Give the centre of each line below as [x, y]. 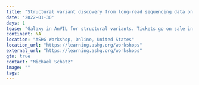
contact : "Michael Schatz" [40, 62]
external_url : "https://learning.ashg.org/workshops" [74, 51]
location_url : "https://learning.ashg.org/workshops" [74, 45]
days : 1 [16, 23]
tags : [13, 73]
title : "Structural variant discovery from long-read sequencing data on [100, 12]
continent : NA [24, 34]
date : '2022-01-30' [30, 17]
